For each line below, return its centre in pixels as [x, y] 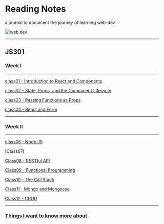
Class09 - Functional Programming [40, 170]
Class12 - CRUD [21, 198]
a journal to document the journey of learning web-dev [60, 22]
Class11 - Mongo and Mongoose [37, 189]
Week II [14, 126]
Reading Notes [36, 9]
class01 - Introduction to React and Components [54, 81]
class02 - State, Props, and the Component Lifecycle [58, 90]
